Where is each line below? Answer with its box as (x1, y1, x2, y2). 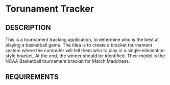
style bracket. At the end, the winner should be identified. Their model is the (5, 53, 165, 59)
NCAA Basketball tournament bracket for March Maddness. (5, 58, 130, 64)
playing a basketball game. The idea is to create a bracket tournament (5, 42, 152, 48)
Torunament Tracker (5, 3, 94, 15)
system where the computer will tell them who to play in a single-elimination (5, 48, 165, 53)
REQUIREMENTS (5, 73, 59, 81)
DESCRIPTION (5, 23, 51, 32)
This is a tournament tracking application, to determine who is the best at (5, 36, 159, 42)
